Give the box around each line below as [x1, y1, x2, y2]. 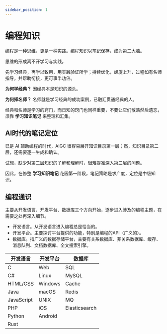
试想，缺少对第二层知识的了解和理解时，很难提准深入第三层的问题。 [5, 160, 145, 166]
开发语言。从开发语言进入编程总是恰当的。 [12, 223, 100, 229]
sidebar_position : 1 [5, 7, 48, 12]
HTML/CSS [7, 280, 34, 287]
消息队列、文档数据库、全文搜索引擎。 [12, 242, 91, 248]
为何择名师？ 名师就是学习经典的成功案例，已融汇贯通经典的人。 [5, 96, 137, 102]
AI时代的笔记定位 [5, 129, 58, 137]
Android [38, 313, 58, 320]
